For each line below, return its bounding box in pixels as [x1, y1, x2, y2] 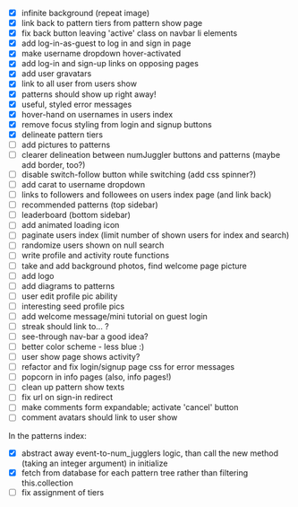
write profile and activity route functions [21, 250, 170, 261]
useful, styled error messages [21, 99, 132, 109]
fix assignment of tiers [21, 486, 105, 497]
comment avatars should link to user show [21, 412, 178, 423]
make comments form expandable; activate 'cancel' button [21, 402, 239, 413]
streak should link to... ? [21, 320, 109, 331]
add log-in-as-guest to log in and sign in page [21, 38, 192, 48]
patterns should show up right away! [21, 89, 157, 100]
